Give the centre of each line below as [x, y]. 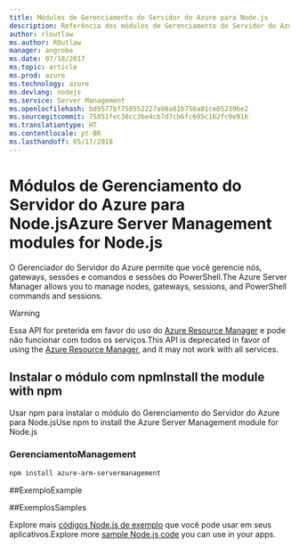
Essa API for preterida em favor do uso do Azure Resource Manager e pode [148, 330]
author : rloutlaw [41, 34]
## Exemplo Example [46, 490]
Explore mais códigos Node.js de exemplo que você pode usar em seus [141, 524]
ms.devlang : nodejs [45, 92]
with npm [36, 392]
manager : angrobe [41, 51]
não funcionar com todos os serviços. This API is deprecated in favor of [140, 339]
